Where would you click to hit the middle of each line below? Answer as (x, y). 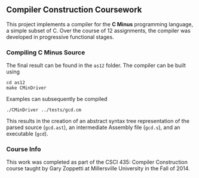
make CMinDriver (26, 88)
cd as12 (16, 83)
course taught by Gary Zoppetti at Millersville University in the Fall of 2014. (98, 168)
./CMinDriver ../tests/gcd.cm (44, 110)
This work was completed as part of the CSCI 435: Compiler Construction (97, 162)
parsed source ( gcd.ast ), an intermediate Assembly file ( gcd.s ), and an (93, 127)
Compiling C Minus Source (46, 52)
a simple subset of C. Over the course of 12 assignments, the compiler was (99, 30)
